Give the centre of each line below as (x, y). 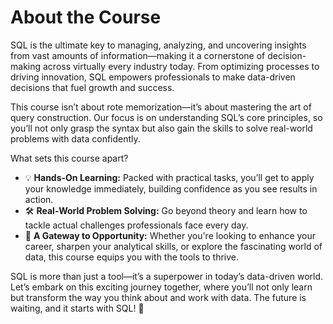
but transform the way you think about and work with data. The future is (158, 297)
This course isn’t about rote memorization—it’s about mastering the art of (161, 107)
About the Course (86, 17)
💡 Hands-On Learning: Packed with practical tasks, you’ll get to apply (169, 177)
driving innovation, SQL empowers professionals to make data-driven (153, 77)
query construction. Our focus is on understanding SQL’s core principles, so (166, 117)
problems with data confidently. (75, 138)
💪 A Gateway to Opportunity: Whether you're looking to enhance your (170, 235)
